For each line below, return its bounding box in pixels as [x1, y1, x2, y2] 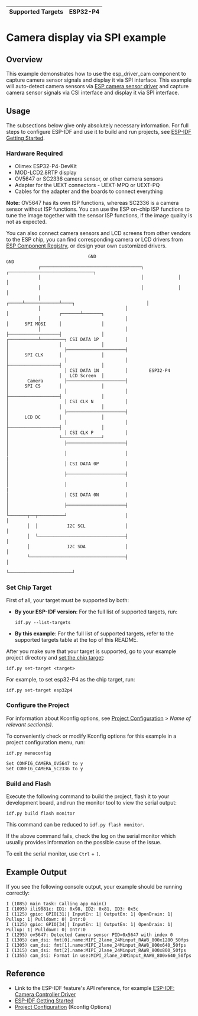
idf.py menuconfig [6, 750, 51, 756]
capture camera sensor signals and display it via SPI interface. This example [6, 76, 192, 83]
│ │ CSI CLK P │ [6, 430, 128, 436]
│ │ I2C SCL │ [27, 523, 128, 529]
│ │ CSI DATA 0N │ [6, 492, 128, 498]
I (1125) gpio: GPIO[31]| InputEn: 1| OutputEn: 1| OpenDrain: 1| [6, 911, 173, 917]
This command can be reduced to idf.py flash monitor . [6, 821, 145, 828]
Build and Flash [6, 779, 51, 787]
